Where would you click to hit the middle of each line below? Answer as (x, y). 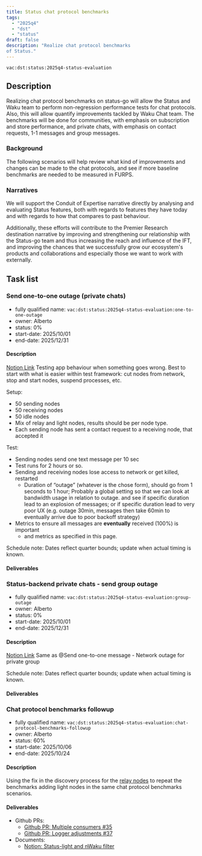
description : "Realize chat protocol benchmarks (68, 46)
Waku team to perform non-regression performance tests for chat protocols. (101, 107)
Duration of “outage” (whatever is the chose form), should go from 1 (108, 485)
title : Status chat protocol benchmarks (58, 12)
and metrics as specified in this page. (71, 536)
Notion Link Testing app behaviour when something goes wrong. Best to (96, 368)
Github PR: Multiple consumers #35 (68, 827)
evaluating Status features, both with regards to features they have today (97, 210)
